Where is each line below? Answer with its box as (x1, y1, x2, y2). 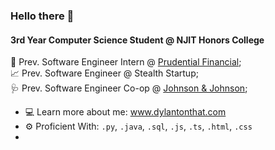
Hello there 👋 (10, 9, 75, 23)
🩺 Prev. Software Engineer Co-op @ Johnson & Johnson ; (10, 82, 248, 94)
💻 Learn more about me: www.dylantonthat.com (24, 106, 227, 118)
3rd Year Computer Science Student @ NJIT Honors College (10, 34, 265, 46)
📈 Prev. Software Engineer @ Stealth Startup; (10, 67, 199, 79)
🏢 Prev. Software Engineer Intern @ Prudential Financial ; (10, 56, 242, 68)
